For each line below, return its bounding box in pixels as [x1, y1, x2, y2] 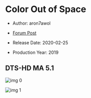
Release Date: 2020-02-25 [12, 39, 68, 46]
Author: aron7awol [12, 20, 51, 26]
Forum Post [12, 30, 37, 36]
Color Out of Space [5, 4, 86, 15]
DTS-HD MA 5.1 [5, 64, 54, 72]
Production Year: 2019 [12, 49, 59, 55]
